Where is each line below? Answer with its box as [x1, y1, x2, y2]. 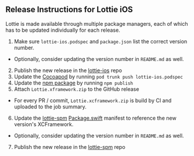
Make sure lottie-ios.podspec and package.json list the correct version [13, 38, 188, 45]
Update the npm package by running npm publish [13, 79, 133, 86]
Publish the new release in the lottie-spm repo [13, 143, 125, 150]
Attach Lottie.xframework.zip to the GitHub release [13, 85, 139, 93]
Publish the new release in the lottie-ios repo [13, 67, 122, 74]
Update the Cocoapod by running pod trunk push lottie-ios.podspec [13, 73, 183, 80]
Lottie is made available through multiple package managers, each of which [5, 20, 188, 27]
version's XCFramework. [13, 120, 74, 128]
